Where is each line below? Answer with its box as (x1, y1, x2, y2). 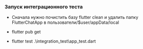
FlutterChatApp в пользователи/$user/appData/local (11, 19, 119, 25)
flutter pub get (11, 29, 41, 35)
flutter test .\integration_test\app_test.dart (11, 38, 96, 44)
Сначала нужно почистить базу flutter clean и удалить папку (11, 15, 139, 20)
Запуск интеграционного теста (4, 3, 83, 10)
